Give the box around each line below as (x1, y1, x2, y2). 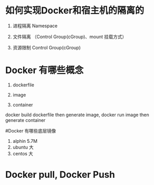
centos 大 (12, 150, 33, 157)
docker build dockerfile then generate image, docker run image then (5, 112, 149, 118)
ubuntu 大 (12, 144, 34, 150)
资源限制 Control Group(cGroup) (12, 44, 81, 50)
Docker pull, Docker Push (5, 169, 115, 180)
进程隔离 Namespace (12, 23, 58, 29)
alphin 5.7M (12, 138, 37, 144)
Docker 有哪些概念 (5, 65, 84, 76)
